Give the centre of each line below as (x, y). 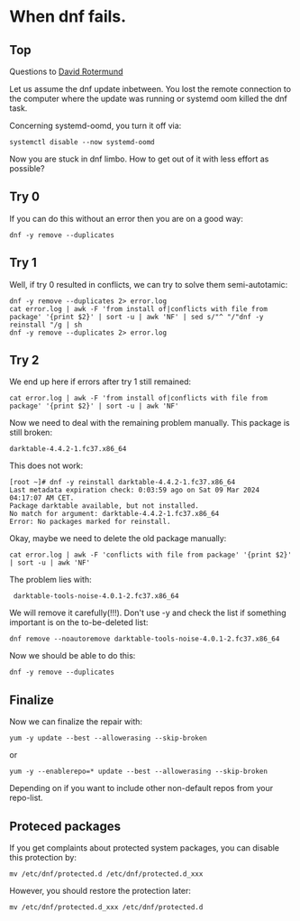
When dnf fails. (68, 17)
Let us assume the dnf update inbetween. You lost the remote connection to (150, 89)
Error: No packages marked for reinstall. (90, 522)
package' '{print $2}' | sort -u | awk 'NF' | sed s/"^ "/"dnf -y (136, 317)
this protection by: (43, 858)
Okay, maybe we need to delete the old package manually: (118, 539)
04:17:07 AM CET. (42, 498)
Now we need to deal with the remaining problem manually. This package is (150, 423)
